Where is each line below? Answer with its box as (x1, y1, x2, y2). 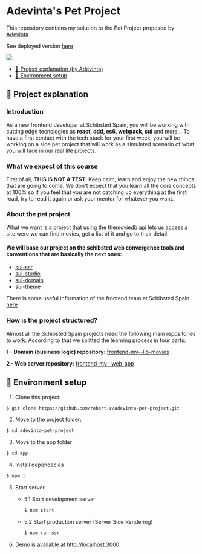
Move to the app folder (15, 439, 73, 446)
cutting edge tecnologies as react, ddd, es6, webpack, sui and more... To (6, 127, 191, 135)
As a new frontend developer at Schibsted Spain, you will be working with (6, 121, 190, 128)
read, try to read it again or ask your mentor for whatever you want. (6, 195, 174, 202)
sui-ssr (15, 264, 33, 271)
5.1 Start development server (24, 495, 96, 503)
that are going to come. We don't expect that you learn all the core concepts (6, 182, 197, 189)
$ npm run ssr (24, 530, 60, 536)
